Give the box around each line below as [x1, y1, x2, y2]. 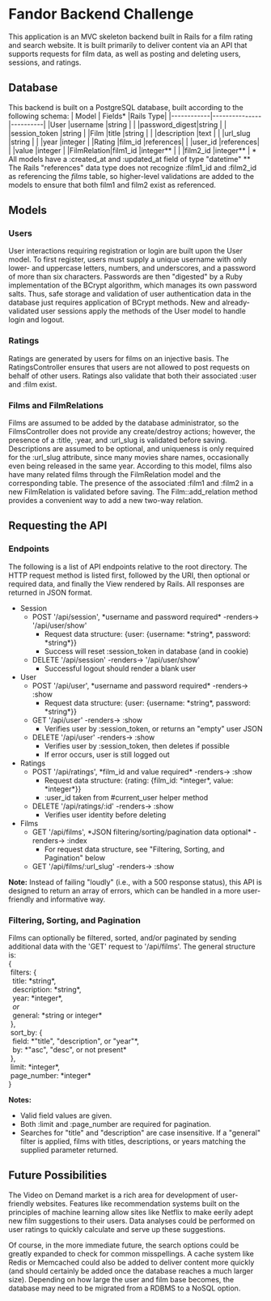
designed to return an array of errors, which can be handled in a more [8, 885, 241, 895]
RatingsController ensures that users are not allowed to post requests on [8, 362, 250, 372]
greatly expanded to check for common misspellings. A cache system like [8, 1248, 255, 1258]
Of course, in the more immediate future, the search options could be [8, 1240, 239, 1250]
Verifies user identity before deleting [44, 809, 167, 819]
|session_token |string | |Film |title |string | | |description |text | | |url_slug [8, 128, 251, 138]
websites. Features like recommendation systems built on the [36, 1198, 240, 1208]
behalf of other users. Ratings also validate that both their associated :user [8, 370, 257, 381]
